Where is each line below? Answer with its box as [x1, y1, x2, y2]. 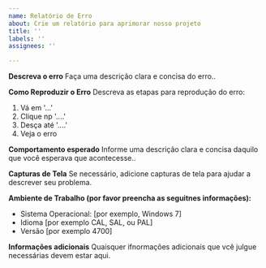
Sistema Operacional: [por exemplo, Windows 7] [19, 209, 182, 219]
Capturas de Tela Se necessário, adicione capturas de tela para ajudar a [8, 169, 251, 179]
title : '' [8, 27, 42, 35]
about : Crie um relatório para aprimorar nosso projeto [8, 19, 201, 28]
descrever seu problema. [8, 178, 92, 188]
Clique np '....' [19, 111, 66, 122]
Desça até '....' [19, 120, 68, 130]
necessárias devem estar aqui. [8, 251, 111, 261]
